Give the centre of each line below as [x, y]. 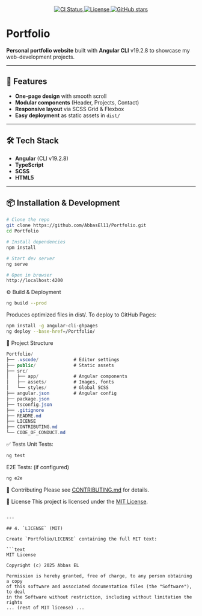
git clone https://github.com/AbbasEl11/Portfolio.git [76, 226]
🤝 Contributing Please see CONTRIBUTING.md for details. [78, 490]
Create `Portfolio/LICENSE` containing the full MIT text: [82, 539]
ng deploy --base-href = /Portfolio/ [51, 332]
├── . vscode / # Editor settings [63, 359]
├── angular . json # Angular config [62, 393]
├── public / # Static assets [60, 365]
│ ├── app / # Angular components [67, 377]
